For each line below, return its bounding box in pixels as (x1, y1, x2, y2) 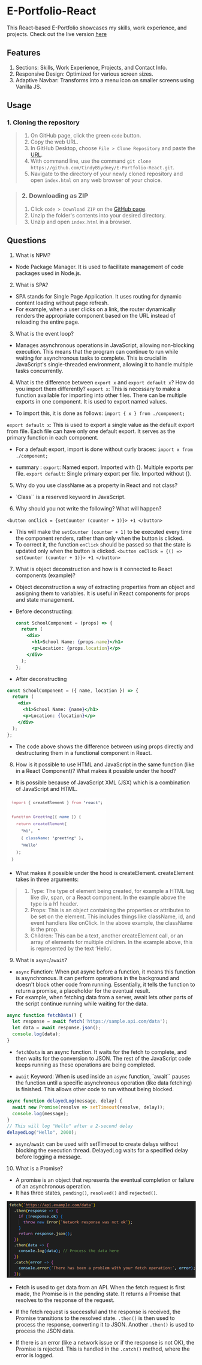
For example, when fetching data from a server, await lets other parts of (15, 993, 193, 1000)
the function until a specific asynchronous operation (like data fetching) (15, 1079, 192, 1086)
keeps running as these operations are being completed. (15, 1061, 155, 1068)
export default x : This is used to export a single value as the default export (7, 421, 194, 428)
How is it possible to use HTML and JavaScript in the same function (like (15, 761, 195, 768)
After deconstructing (15, 675, 67, 682)
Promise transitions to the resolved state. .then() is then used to (15, 1315, 176, 1322)
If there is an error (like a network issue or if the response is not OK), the (15, 1339, 195, 1346)
